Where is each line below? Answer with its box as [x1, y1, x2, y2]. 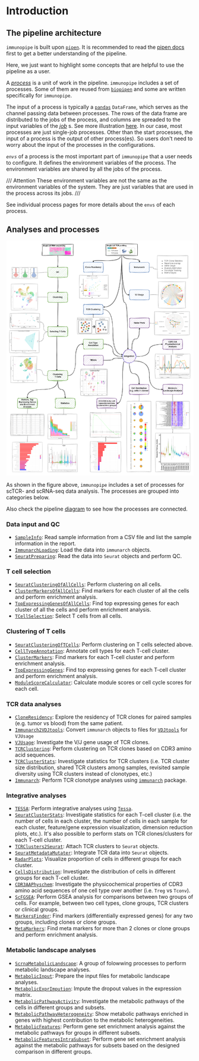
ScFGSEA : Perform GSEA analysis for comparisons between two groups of [14, 893, 194, 901]
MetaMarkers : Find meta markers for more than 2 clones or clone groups [14, 925, 190, 932]
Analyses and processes [6, 225, 100, 235]
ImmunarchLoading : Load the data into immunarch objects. [14, 546, 151, 553]
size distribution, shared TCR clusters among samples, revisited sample [14, 764, 190, 771]
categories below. [6, 493, 50, 500]
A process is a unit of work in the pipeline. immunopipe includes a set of [6, 79, 179, 86]
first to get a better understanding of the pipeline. [6, 50, 127, 57]
